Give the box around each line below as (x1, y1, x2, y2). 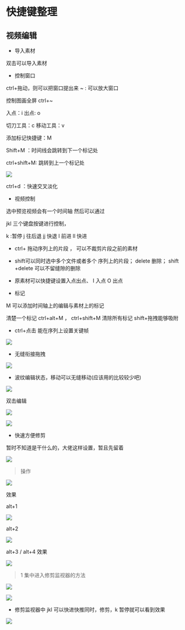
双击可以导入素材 (6, 60, 47, 66)
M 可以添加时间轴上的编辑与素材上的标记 (6, 302, 104, 309)
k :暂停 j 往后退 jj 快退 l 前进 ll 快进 (6, 233, 88, 239)
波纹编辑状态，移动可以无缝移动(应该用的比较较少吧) (14, 374, 142, 381)
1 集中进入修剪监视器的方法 (20, 572, 86, 578)
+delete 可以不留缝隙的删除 (14, 265, 81, 271)
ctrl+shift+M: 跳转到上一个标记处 (6, 159, 85, 166)
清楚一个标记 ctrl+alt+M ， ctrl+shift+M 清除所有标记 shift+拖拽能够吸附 (6, 315, 179, 321)
